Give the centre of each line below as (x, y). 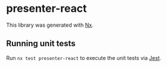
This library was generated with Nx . (50, 25)
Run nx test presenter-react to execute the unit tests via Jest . (84, 58)
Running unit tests (41, 44)
